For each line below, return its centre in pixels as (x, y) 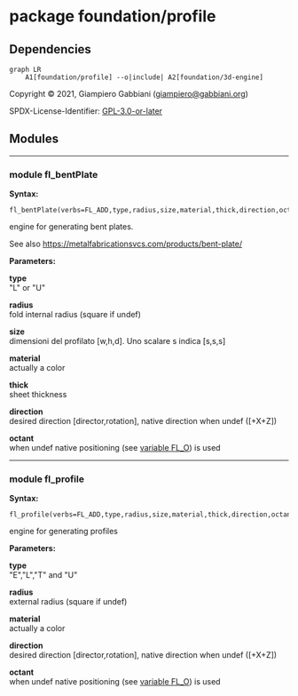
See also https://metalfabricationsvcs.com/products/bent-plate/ (125, 244)
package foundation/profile (113, 16)
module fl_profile (47, 479)
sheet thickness (38, 395)
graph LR (25, 69)
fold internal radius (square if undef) (75, 315)
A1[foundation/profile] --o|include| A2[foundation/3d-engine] (145, 77)
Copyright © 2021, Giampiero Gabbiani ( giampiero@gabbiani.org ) (129, 94)
